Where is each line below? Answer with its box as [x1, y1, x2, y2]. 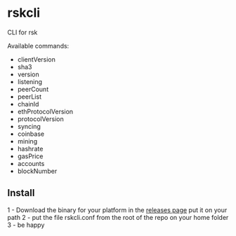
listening [17, 77, 43, 85]
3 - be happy [7, 221, 45, 229]
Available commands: [7, 41, 70, 50]
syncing [17, 122, 41, 130]
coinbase [17, 130, 44, 138]
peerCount [17, 85, 49, 93]
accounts [17, 159, 45, 167]
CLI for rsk [7, 28, 38, 36]
